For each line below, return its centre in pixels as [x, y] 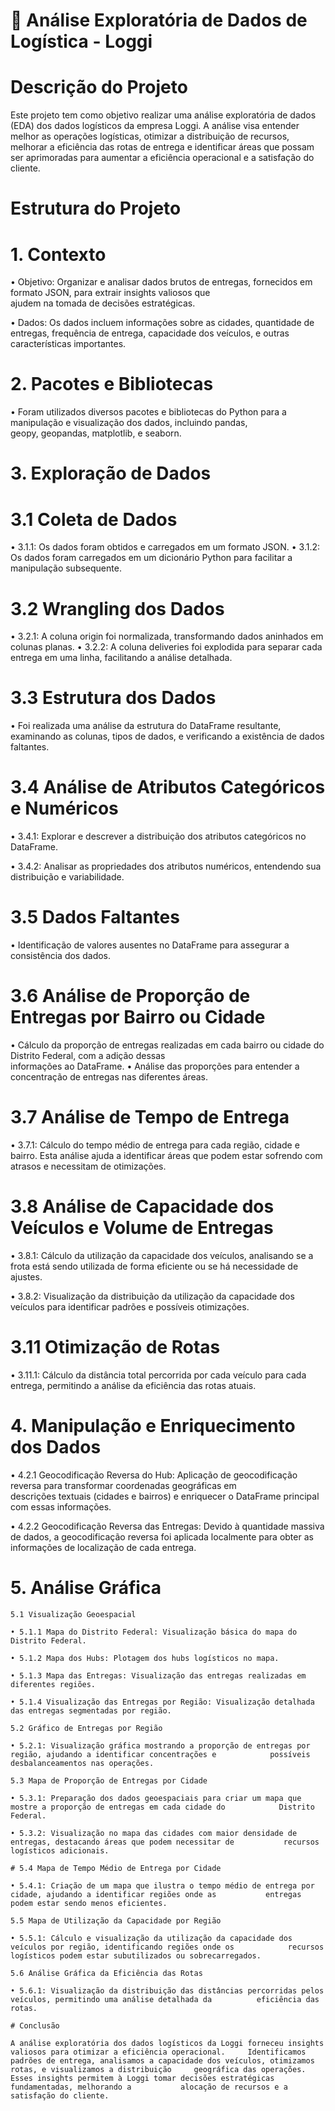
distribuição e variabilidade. [67, 877]
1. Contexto [58, 254]
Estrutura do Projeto [96, 208]
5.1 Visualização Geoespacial [73, 1614]
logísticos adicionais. [60, 1850]
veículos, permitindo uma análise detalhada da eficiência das [165, 1999]
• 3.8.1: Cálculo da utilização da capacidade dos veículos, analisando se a [162, 1255]
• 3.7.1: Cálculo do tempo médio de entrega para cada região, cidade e [155, 1145]
